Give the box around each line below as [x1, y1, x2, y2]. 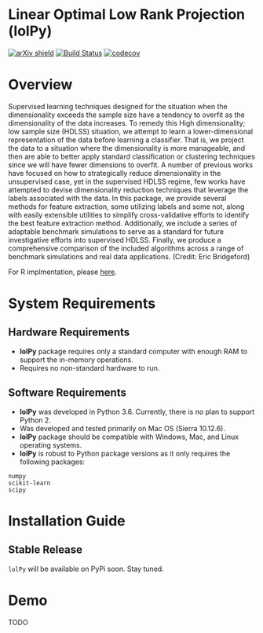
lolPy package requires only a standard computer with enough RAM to [19, 346, 248, 356]
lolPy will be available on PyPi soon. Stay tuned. [8, 564, 165, 573]
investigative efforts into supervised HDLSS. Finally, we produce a [8, 235, 221, 244]
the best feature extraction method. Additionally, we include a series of [8, 218, 238, 228]
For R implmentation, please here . [8, 267, 117, 276]
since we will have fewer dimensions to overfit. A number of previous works [8, 159, 254, 170]
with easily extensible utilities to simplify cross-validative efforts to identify [8, 210, 250, 219]
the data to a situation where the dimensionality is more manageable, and [8, 143, 246, 152]
